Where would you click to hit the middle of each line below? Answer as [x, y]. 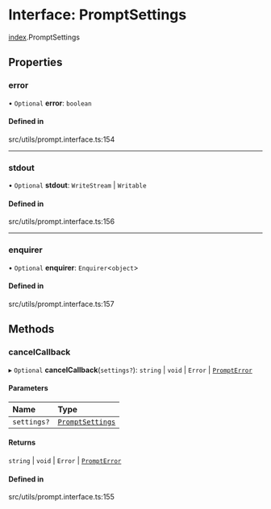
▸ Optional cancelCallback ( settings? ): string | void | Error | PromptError [130, 370]
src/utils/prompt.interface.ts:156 [62, 221]
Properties [35, 62]
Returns [22, 443]
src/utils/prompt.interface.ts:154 [62, 139]
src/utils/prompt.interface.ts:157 [61, 304]
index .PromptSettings [44, 37]
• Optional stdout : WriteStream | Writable [77, 185]
